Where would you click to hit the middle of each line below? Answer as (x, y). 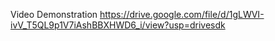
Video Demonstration (54, 14)
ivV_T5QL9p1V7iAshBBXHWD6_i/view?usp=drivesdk (118, 25)
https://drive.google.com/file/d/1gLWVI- (182, 14)
